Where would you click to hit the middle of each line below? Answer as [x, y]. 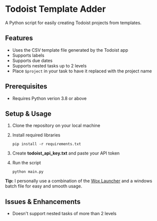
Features [19, 38]
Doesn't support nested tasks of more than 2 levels [64, 214]
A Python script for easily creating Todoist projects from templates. [73, 23]
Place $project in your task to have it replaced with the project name [82, 71]
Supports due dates [32, 61]
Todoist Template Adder [56, 9]
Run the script [26, 163]
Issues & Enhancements [43, 202]
